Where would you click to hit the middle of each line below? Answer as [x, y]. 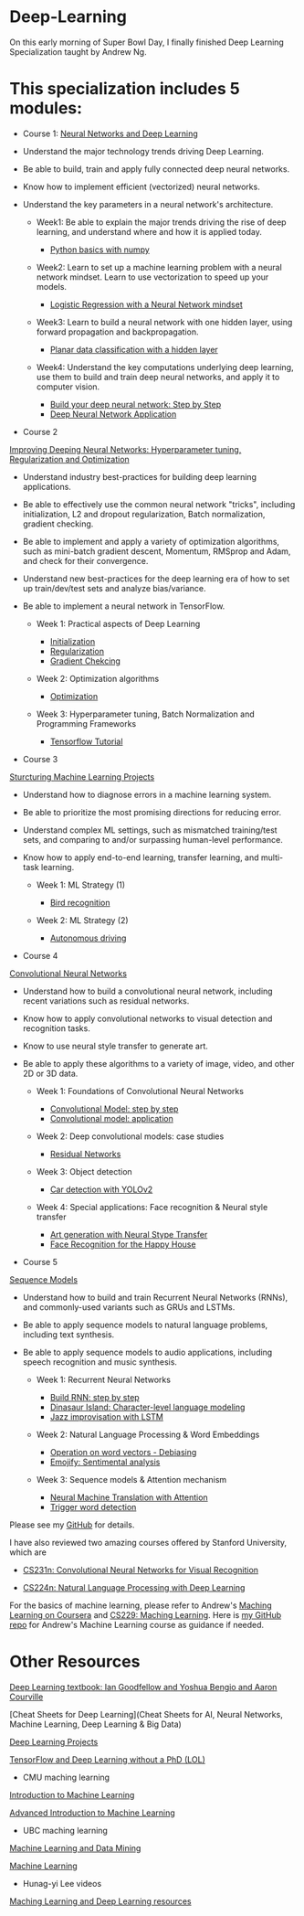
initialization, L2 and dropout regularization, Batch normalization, [144, 514]
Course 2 [40, 431]
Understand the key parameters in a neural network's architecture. [148, 204]
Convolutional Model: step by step [114, 1109]
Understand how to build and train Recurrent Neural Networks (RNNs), [155, 1297]
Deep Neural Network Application [113, 414]
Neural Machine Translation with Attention [129, 1497]
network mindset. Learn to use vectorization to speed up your [152, 277]
